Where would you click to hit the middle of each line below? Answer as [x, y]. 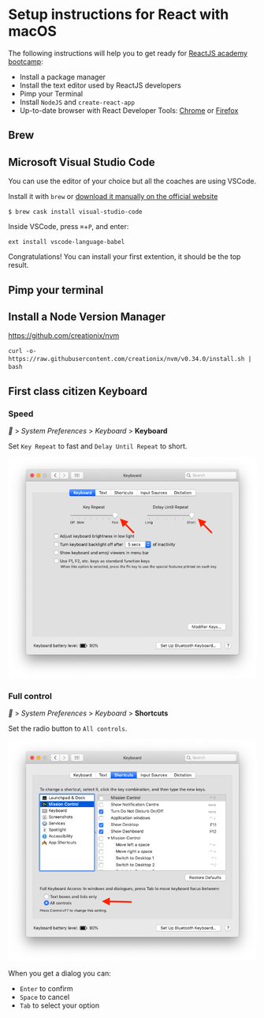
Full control [30, 696]
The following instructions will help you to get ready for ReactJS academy [128, 53]
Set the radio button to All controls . [68, 729]
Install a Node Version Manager [87, 316]
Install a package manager [63, 77]
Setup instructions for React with [119, 15]
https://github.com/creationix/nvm [64, 336]
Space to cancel [45, 997]
